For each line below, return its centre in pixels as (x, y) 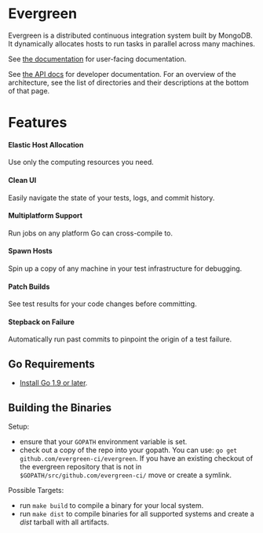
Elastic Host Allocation (46, 144)
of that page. (29, 90)
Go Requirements (52, 364)
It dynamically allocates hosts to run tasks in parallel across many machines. (131, 43)
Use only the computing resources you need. (81, 162)
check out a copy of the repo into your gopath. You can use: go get (128, 450)
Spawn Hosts (30, 251)
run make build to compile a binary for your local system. (111, 505)
